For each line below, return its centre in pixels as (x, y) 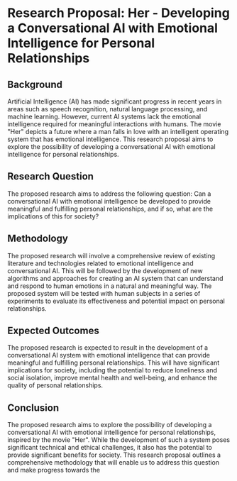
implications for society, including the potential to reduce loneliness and (112, 370)
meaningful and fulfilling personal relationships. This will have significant (114, 363)
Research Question (51, 176)
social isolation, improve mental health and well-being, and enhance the (112, 378)
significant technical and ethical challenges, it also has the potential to (110, 448)
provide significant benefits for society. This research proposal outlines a (114, 455)
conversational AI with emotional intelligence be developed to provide (109, 201)
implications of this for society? (53, 216)
